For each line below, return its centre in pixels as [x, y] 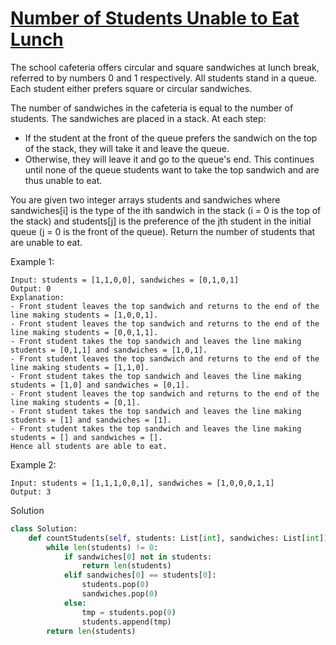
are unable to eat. [46, 242]
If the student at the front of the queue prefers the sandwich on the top [171, 138]
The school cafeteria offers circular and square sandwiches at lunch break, [165, 67]
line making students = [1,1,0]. [80, 367]
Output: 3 [31, 492]
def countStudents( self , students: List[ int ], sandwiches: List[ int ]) [178, 538]
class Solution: [44, 528]
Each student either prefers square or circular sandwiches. [131, 88]
